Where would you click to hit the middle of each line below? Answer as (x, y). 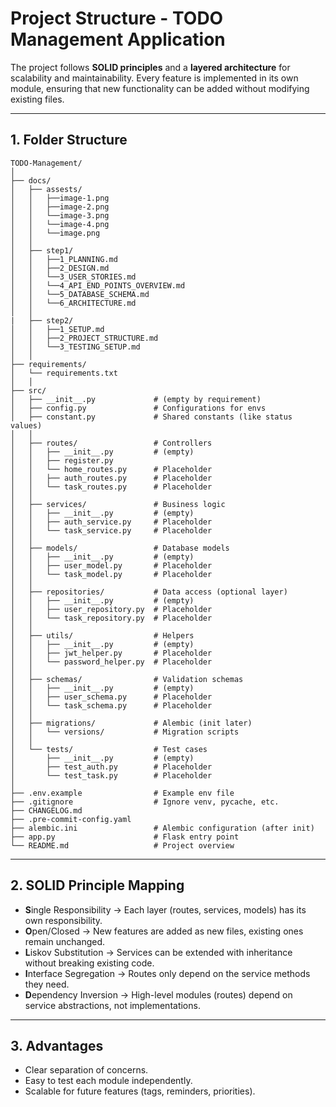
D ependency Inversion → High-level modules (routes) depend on (158, 994)
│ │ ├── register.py (62, 460)
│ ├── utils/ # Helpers (102, 635)
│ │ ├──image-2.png (60, 207)
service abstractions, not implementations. (112, 1005)
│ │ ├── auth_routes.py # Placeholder (111, 478)
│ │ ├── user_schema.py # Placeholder (111, 697)
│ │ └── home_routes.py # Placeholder (111, 469)
